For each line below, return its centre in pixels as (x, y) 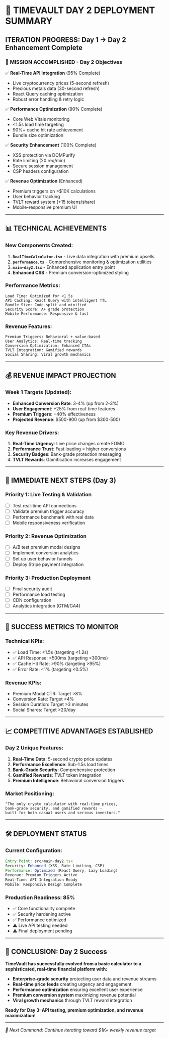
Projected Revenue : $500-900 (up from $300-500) (66, 419)
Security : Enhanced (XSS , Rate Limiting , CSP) (55, 866)
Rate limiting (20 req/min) (39, 160)
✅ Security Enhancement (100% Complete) (51, 145)
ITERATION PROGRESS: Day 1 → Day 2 (66, 40)
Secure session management (43, 166)
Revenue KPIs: (23, 683)
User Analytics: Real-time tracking (44, 341)
